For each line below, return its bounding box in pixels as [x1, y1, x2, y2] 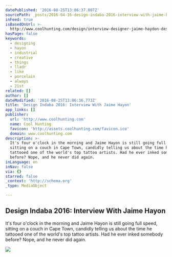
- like [10, 69, 24, 75]
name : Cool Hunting [10, 121, 52, 127]
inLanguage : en [5, 159, 38, 165]
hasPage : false [5, 31, 38, 36]
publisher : [5, 112, 29, 118]
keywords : [5, 36, 27, 41]
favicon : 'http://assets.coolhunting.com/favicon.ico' [10, 126, 130, 131]
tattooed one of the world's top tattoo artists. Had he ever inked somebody [5, 231, 163, 237]
